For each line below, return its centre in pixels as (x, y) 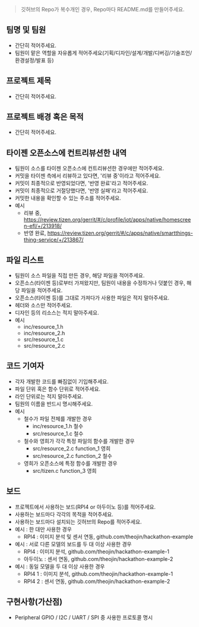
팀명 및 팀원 (26, 30)
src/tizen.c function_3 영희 (64, 470)
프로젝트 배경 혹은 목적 (45, 117)
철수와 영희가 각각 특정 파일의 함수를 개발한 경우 (79, 441)
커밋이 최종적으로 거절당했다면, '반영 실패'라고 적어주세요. (81, 191)
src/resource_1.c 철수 (58, 433)
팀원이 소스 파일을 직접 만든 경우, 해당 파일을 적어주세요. (80, 276)
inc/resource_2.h (44, 333)
